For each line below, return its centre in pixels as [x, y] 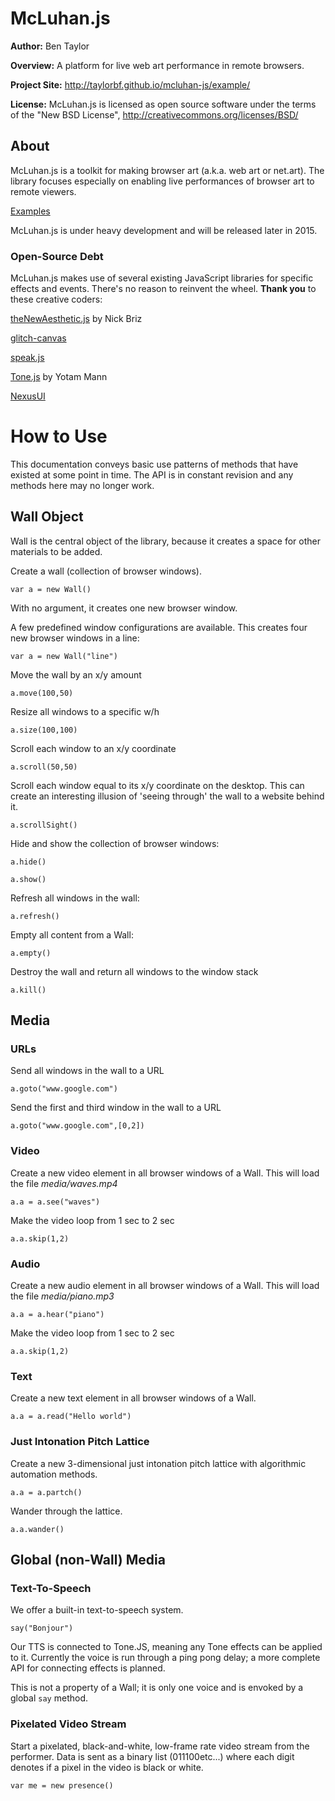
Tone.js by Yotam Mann [59, 377]
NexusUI [28, 396]
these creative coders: [56, 299]
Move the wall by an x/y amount [76, 674]
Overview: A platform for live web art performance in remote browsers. [157, 65]
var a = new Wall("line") [64, 656]
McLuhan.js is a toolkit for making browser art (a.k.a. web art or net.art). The [167, 170]
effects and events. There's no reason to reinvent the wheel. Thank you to [163, 289]
